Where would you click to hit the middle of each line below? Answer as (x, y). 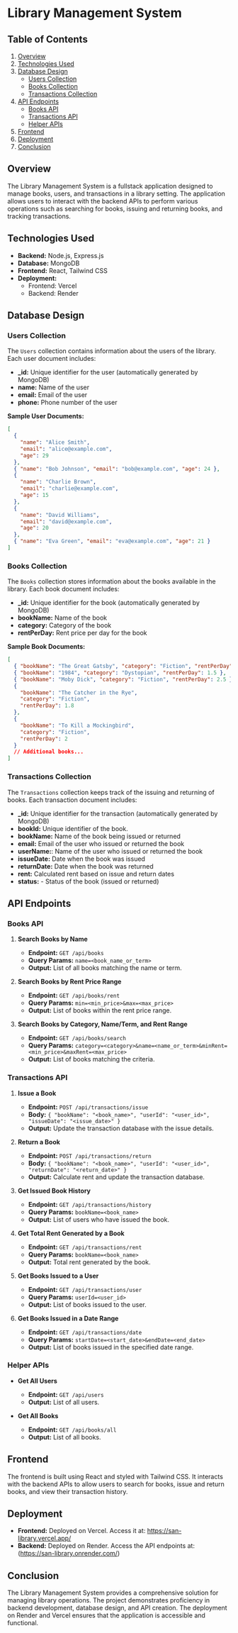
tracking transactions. (39, 216)
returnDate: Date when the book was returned (85, 866)
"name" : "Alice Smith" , (55, 442)
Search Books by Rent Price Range (69, 982)
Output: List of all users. (64, 1402)
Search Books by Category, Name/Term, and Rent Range (102, 1024)
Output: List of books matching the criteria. (91, 1059)
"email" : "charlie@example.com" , (69, 489)
